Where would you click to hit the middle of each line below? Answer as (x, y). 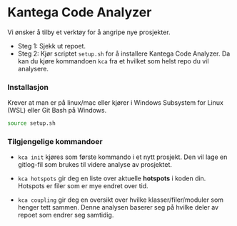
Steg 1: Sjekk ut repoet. (52, 46)
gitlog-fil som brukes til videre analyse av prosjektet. (95, 165)
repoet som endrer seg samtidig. (66, 215)
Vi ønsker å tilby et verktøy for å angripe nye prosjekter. (89, 32)
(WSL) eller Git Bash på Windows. (57, 111)
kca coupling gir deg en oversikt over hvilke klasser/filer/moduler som (120, 200)
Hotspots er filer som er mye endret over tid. (83, 186)
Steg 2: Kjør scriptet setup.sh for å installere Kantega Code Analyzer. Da (124, 53)
